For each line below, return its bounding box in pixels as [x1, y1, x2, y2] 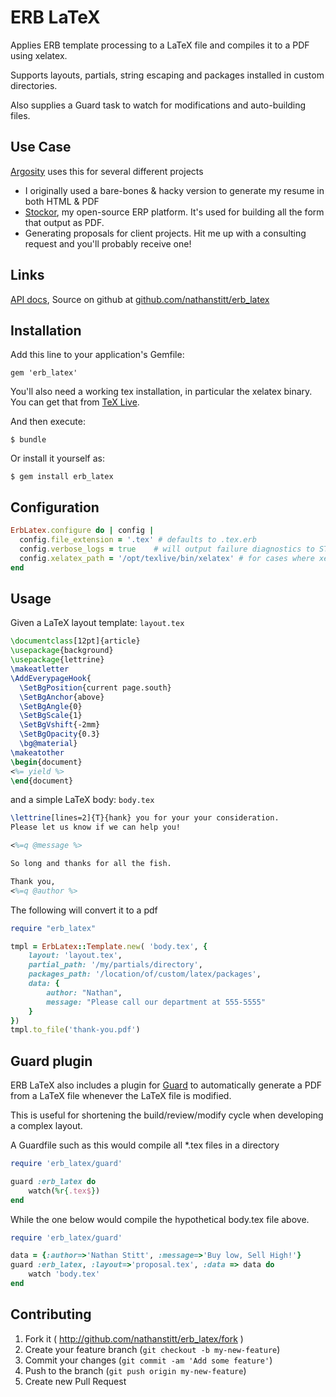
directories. [10, 79, 58, 91]
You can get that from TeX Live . [10, 396, 140, 408]
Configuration [10, 499, 100, 516]
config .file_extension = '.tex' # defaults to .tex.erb [19, 535, 257, 545]
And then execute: [10, 416, 86, 428]
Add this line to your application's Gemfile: [10, 349, 185, 361]
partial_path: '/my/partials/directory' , [28, 960, 203, 970]
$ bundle [10, 435, 47, 445]
